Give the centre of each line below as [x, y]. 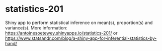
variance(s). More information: [36, 27]
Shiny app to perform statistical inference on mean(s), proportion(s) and [79, 23]
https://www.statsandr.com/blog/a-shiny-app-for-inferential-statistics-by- [81, 38]
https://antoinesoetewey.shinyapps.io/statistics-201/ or [61, 33]
